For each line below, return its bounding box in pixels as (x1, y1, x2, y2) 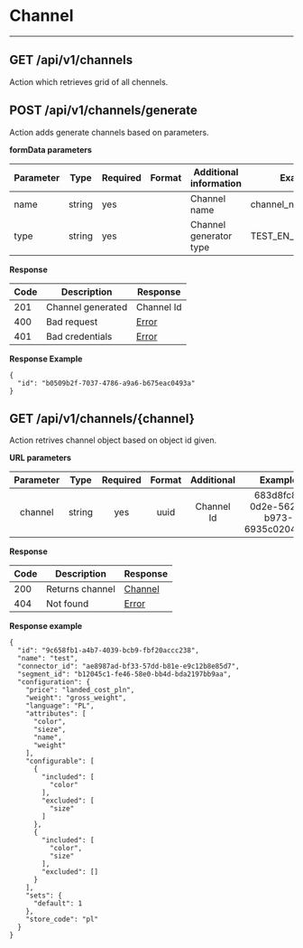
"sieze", (32, 725, 67, 735)
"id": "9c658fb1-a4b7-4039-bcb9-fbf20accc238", (17, 646, 200, 655)
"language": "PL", (25, 701, 95, 710)
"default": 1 (32, 899, 83, 908)
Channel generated (46, 300, 128, 313)
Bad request (46, 315, 98, 328)
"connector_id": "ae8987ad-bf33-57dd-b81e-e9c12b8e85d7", (17, 662, 241, 671)
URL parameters (9, 453, 72, 464)
